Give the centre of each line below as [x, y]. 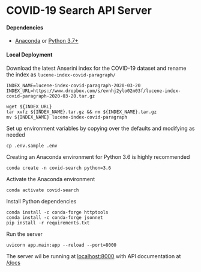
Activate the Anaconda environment [51, 179]
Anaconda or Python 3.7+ [47, 41]
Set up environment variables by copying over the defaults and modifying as [100, 128]
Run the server [25, 234]
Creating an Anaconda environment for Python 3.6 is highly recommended [98, 156]
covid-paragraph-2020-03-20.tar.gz [51, 96]
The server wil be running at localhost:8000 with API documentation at [94, 256]
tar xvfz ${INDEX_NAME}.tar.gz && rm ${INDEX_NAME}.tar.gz [82, 112]
